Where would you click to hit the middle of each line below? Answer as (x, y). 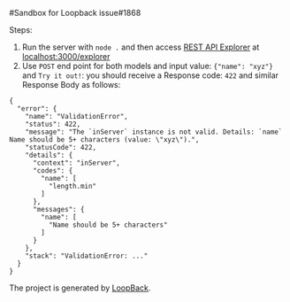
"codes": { (53, 171)
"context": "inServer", (76, 163)
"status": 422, (53, 124)
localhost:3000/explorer (66, 56)
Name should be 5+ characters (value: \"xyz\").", (104, 140)
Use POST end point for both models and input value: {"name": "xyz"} (148, 66)
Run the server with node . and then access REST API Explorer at (141, 47)
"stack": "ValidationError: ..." (87, 256)
